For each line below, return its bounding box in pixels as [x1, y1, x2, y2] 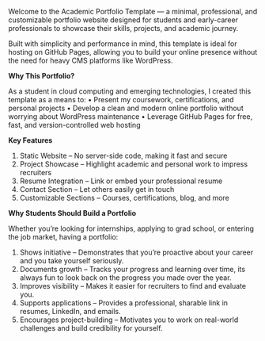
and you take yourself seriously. [19, 256, 124, 265]
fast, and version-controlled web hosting [8, 121, 141, 129]
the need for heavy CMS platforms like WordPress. [8, 56, 173, 65]
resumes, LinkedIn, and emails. [19, 307, 121, 316]
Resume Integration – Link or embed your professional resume [19, 176, 223, 186]
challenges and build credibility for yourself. [19, 324, 163, 332]
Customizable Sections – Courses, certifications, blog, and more [19, 193, 229, 202]
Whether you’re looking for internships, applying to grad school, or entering [8, 224, 255, 233]
